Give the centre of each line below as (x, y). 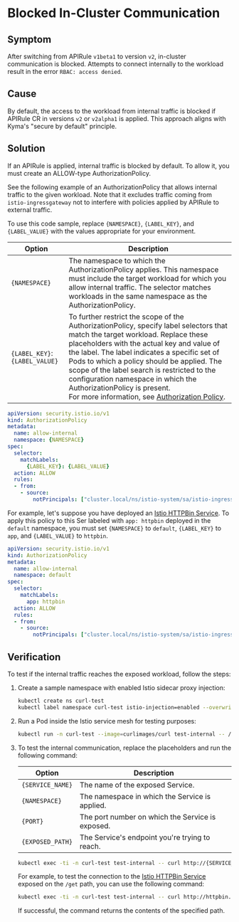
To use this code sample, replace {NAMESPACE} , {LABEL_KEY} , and (101, 223)
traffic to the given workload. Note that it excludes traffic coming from (110, 194)
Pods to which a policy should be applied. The (145, 361)
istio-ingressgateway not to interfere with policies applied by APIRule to (113, 202)
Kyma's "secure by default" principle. (62, 126)
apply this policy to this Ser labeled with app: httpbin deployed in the (109, 520)
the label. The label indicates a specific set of (144, 352)
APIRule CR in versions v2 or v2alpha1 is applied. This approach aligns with (117, 118)
